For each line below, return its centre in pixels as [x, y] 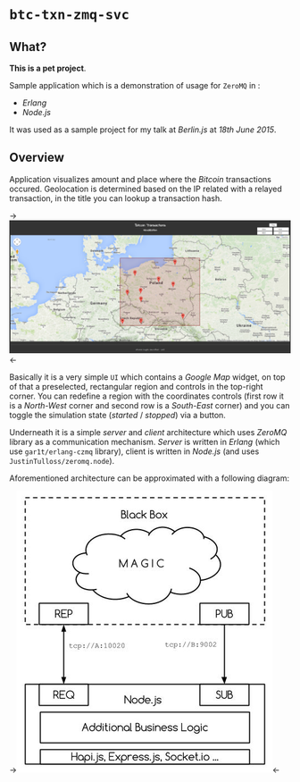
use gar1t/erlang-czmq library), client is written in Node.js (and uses [134, 451]
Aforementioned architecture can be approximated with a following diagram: [150, 478]
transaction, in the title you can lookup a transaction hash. [116, 198]
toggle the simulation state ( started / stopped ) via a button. [117, 416]
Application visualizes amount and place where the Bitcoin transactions [141, 179]
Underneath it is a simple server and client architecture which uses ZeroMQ [148, 433]
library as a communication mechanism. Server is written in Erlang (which [145, 442]
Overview [37, 158]
